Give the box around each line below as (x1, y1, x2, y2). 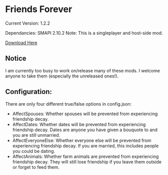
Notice (5, 54, 27, 63)
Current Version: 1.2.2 (5, 20, 50, 26)
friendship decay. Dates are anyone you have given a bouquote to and (12, 127, 158, 133)
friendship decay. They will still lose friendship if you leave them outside (12, 158, 162, 164)
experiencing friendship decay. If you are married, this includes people (12, 142, 159, 149)
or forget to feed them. (12, 164, 60, 170)
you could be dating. (12, 148, 55, 154)
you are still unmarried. (12, 132, 60, 138)
